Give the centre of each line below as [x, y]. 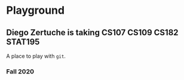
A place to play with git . [36, 56]
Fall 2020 [20, 71]
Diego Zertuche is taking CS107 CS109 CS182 [92, 33]
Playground [35, 10]
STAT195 [23, 41]
